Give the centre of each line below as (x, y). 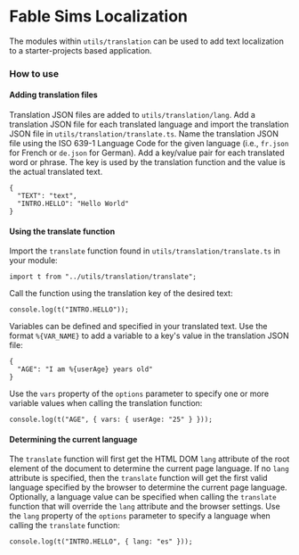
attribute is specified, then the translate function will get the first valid (139, 478)
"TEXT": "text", (47, 196)
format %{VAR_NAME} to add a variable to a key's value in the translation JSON (149, 335)
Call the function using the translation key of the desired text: (121, 294)
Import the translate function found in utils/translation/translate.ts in (145, 251)
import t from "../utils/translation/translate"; (103, 277)
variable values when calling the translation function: (106, 403)
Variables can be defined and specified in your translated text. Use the (138, 327)
